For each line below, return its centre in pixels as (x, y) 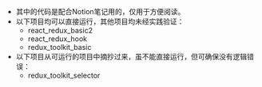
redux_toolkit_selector (64, 75)
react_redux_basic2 (60, 30)
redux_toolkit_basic (60, 47)
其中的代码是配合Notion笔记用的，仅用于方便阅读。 (100, 11)
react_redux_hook (58, 39)
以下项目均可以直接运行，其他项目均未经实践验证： (100, 21)
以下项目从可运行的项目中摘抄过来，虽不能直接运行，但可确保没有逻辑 (131, 57)
